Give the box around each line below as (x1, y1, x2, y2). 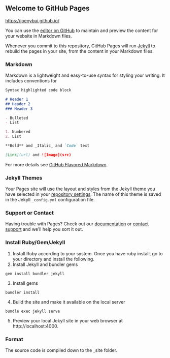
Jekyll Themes (5, 174, 43, 181)
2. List (5, 134, 22, 139)
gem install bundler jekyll (5, 271, 65, 276)
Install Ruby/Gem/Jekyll (5, 239, 65, 246)
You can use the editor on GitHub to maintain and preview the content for (5, 27, 158, 34)
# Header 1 (5, 97, 28, 102)
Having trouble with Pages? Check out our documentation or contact (5, 221, 149, 227)
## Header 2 (5, 101, 30, 106)
